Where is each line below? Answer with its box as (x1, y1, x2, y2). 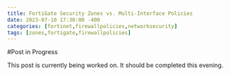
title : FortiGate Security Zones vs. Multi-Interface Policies (7, 10, 193, 17)
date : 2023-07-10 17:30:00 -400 (7, 16, 100, 23)
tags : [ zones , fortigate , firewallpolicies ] (7, 29, 131, 36)
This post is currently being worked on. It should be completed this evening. (7, 61, 224, 69)
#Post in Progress (7, 48, 58, 56)
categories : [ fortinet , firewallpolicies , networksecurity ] (7, 23, 178, 29)
